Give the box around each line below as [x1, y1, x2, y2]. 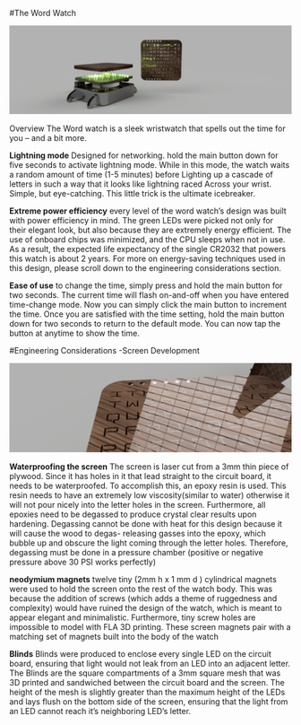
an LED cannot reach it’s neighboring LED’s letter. [9, 705, 191, 716]
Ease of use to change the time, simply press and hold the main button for [9, 280, 283, 291]
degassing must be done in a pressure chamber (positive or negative [9, 546, 264, 557]
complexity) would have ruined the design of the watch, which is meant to [9, 602, 282, 613]
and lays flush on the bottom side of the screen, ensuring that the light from [9, 695, 288, 707]
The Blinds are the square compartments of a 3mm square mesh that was [9, 668, 281, 678]
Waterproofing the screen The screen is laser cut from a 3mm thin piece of [9, 461, 289, 472]
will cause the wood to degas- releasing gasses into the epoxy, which [9, 528, 267, 538]
